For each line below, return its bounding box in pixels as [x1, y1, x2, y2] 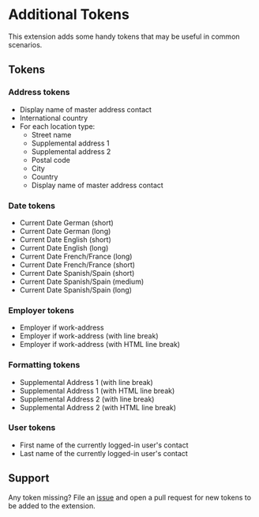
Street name [31, 130, 72, 139]
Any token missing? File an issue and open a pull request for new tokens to [8, 492, 251, 502]
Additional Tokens [8, 6, 130, 24]
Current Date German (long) [19, 226, 111, 236]
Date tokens [8, 200, 55, 211]
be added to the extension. [8, 500, 96, 511]
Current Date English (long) [19, 243, 109, 252]
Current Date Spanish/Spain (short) [19, 268, 135, 277]
